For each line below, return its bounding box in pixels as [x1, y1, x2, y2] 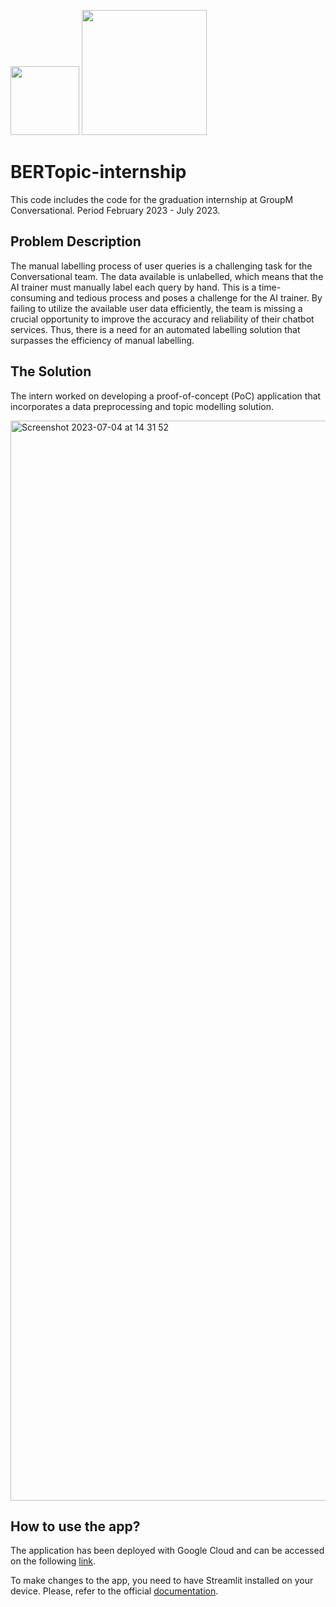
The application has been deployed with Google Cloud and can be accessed [10, 1545, 325, 1557]
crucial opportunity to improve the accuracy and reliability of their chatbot [10, 313, 315, 325]
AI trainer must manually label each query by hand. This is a [10, 281, 257, 293]
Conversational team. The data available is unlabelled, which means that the [10, 270, 324, 282]
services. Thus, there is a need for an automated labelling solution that [10, 323, 301, 335]
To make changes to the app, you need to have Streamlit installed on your [10, 1575, 314, 1587]
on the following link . [10, 1555, 97, 1567]
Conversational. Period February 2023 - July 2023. [10, 204, 221, 216]
